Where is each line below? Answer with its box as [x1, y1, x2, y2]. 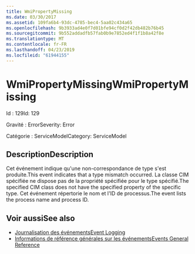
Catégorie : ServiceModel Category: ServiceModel [6, 132, 127, 139]
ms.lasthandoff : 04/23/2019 [6, 47, 75, 53]
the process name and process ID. [6, 196, 89, 203]
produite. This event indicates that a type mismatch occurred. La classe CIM [6, 171, 189, 178]
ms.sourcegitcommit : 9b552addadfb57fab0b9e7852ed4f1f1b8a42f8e [6, 31, 164, 36]
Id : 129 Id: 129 [6, 109, 40, 116]
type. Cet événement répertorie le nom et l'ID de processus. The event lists [6, 190, 186, 197]
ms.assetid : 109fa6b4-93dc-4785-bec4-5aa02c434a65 [6, 19, 133, 25]
